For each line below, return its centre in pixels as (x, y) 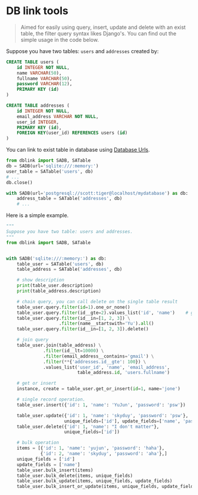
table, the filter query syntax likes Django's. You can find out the (98, 33)
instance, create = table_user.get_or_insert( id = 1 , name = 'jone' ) (99, 389)
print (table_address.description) (59, 291)
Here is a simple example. (37, 215)
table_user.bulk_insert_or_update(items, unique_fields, (88, 487)
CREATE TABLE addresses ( (38, 106)
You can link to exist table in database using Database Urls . (78, 150)
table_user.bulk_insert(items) (55, 470)
